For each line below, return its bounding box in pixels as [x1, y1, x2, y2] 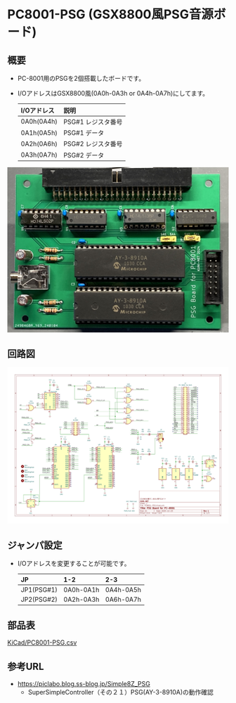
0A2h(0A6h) [20, 139, 58, 148]
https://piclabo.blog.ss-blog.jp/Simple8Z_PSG [17, 680, 151, 688]
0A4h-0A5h [105, 585, 142, 594]
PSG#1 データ [63, 129, 104, 137]
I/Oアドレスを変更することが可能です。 [17, 560, 131, 567]
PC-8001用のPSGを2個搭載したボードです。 [17, 75, 145, 82]
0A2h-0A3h [63, 595, 100, 603]
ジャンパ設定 [7, 539, 63, 551]
